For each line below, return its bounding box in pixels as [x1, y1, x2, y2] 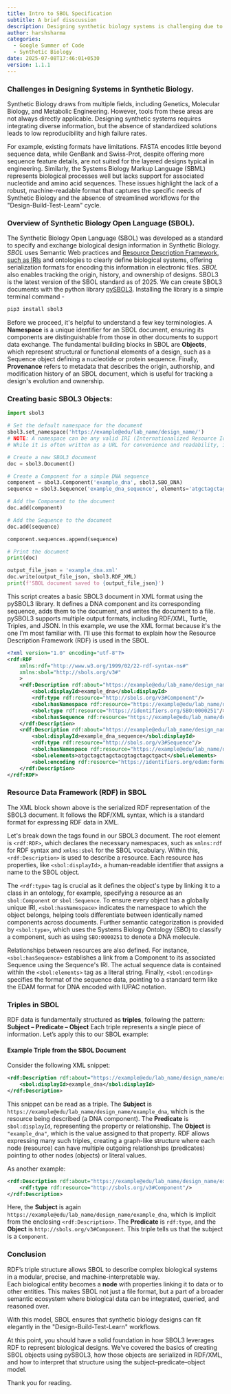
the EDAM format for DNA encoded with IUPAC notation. [7, 982, 167, 991]
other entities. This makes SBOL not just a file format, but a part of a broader [7, 1287, 224, 1295]
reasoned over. [7, 1302, 50, 1310]
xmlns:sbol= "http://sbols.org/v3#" [19, 669, 122, 676]
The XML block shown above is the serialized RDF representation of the [7, 803, 210, 811]
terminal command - [7, 292, 65, 301]
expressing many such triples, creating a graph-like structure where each [7, 1136, 215, 1144]
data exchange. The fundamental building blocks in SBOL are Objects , [7, 341, 207, 349]
